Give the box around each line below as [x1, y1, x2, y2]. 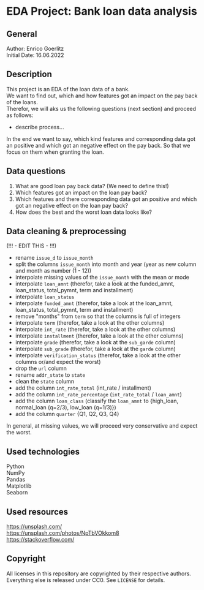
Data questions [6, 166, 66, 176]
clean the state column [15, 378, 75, 385]
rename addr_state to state [15, 371, 86, 379]
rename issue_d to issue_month [15, 254, 94, 262]
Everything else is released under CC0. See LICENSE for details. [6, 576, 165, 583]
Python [6, 463, 25, 470]
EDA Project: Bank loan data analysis [6, 4, 197, 18]
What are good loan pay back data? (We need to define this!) [15, 182, 170, 189]
